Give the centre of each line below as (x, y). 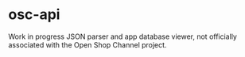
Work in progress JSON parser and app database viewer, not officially (122, 36)
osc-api (34, 15)
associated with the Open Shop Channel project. (87, 44)
